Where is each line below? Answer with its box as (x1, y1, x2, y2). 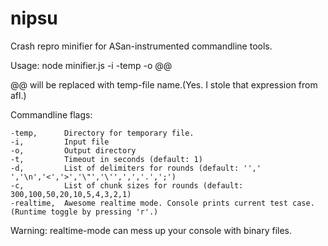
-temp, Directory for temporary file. (10, 128, 195, 138)
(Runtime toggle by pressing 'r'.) (10, 207, 159, 217)
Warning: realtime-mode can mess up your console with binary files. (10, 224, 293, 236)
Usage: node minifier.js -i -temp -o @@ (10, 59, 173, 71)
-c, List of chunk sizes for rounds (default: (10, 180, 244, 191)
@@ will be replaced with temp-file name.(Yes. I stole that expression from (10, 78, 318, 91)
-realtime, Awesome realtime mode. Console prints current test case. (10, 198, 315, 208)
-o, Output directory (10, 145, 137, 156)
